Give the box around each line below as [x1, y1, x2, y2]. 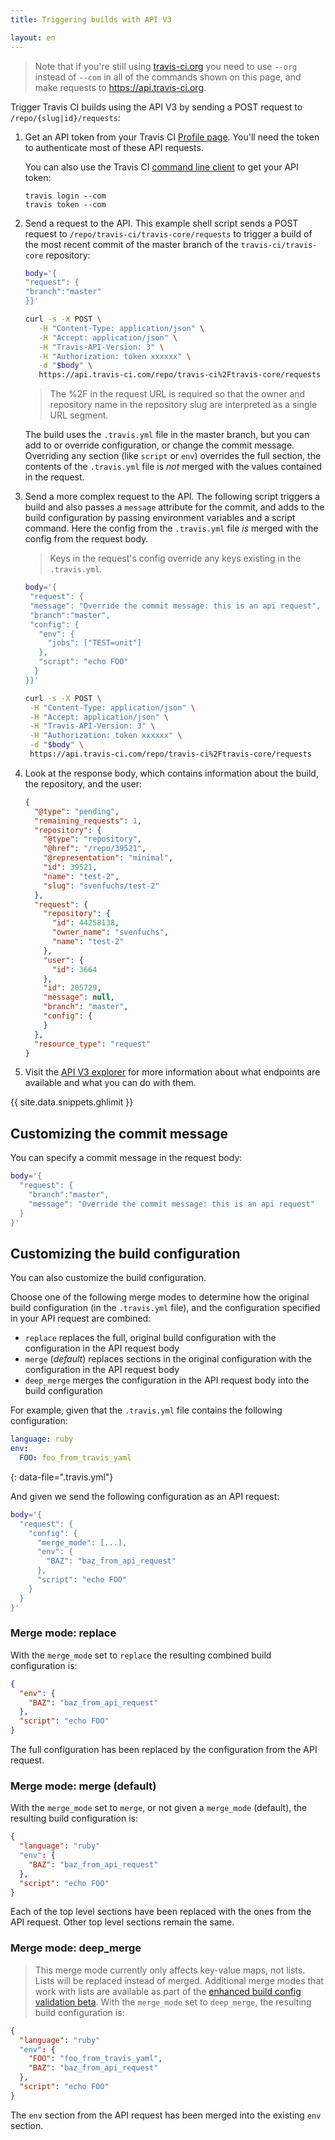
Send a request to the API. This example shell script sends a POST [24, 217, 299, 229]
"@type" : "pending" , [34, 806, 120, 816]
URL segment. [49, 409, 109, 421]
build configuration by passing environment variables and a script [24, 512, 296, 524]
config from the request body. [24, 533, 149, 545]
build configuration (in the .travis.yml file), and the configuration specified [10, 1302, 321, 1314]
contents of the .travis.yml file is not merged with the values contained [24, 461, 322, 473]
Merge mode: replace [10, 1626, 117, 1640]
